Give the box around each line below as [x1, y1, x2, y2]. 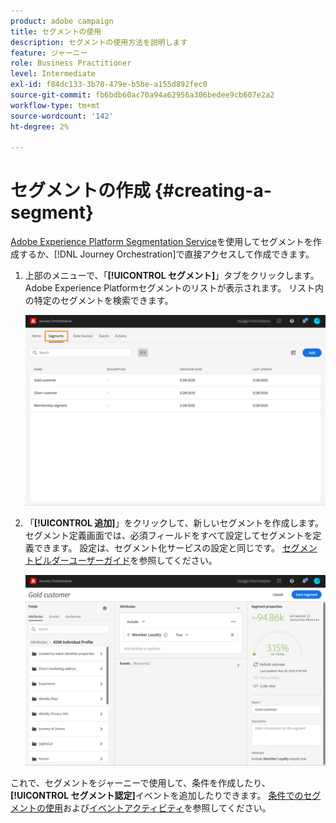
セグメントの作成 [10, 180, 152, 202]
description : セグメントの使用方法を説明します [10, 37, 188, 47]
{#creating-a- [154, 180, 272, 202]
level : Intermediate [10, 69, 97, 79]
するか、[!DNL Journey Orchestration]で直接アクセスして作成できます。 [18, 248, 315, 260]
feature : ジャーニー [10, 48, 88, 58]
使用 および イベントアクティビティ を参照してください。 [44, 801, 272, 814]
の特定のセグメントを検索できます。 [24, 295, 174, 307]
